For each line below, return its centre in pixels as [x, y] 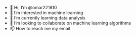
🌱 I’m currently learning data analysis [47, 18]
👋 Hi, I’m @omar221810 [33, 8]
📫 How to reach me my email [40, 28]
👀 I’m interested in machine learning [46, 13]
